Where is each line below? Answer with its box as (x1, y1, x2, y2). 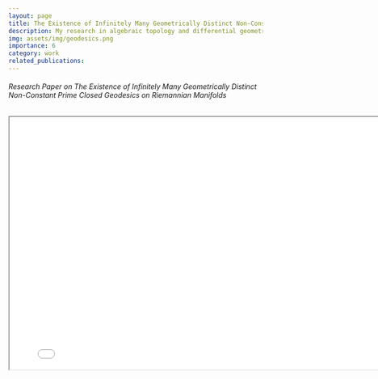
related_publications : (8, 57, 85, 65)
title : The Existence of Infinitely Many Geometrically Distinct (8, 19, 233, 27)
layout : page (8, 11, 52, 20)
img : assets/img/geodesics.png (8, 34, 114, 43)
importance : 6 (8, 42, 57, 50)
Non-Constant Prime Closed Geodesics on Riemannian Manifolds (8, 91, 227, 100)
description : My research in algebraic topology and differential (8, 27, 237, 35)
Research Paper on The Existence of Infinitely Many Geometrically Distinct (8, 82, 257, 91)
